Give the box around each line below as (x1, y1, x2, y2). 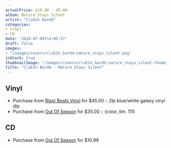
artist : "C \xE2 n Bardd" (5, 17, 56, 22)
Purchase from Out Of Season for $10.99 (12, 137, 99, 143)
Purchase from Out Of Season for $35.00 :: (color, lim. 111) (12, 108, 135, 115)
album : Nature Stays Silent (5, 12, 66, 17)
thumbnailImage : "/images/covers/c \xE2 (5, 60, 91, 65)
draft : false (5, 41, 33, 46)
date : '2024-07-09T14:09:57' (5, 36, 68, 42)
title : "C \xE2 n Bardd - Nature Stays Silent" (5, 65, 104, 70)
